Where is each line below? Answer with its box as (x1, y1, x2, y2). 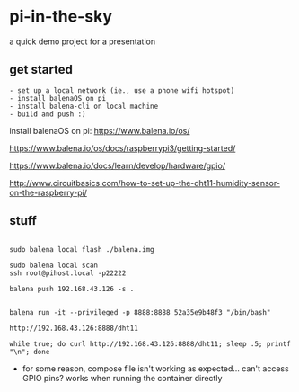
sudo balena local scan (9, 261, 99, 270)
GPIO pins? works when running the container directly (22, 372, 223, 383)
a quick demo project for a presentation (9, 36, 155, 47)
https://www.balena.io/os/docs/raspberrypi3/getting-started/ (9, 142, 236, 154)
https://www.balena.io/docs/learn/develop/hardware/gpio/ (9, 160, 226, 171)
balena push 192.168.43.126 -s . (9, 284, 135, 293)
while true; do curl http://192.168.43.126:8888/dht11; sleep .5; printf (9, 339, 292, 348)
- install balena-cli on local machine (9, 102, 159, 111)
